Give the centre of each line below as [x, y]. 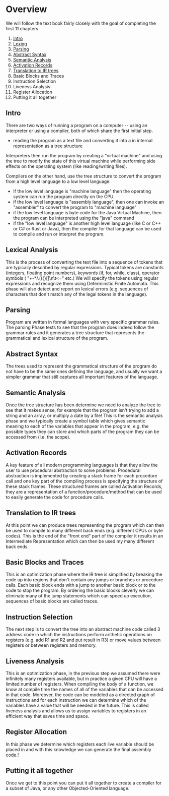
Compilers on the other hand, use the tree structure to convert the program [83, 176]
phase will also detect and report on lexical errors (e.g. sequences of [77, 289]
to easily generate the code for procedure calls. [55, 497]
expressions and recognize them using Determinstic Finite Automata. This [82, 283]
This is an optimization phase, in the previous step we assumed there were [83, 673]
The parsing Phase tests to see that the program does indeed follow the [80, 327]
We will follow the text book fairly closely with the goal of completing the [81, 23]
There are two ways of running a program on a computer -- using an [77, 125]
